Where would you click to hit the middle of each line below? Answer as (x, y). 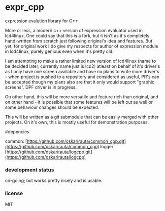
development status (30, 169)
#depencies (17, 131)
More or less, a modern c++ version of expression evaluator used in (74, 30)
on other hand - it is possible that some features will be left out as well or (79, 102)
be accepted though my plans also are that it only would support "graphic (80, 82)
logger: (107, 146)
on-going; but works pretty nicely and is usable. (54, 181)
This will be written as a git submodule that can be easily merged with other (82, 117)
